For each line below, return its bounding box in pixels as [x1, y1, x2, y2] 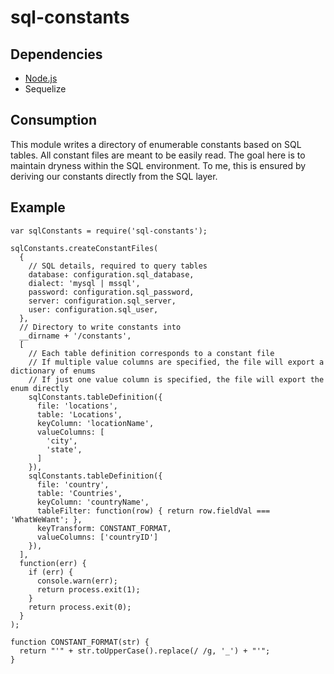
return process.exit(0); [28, 602, 132, 612]
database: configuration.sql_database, [28, 269, 195, 280]
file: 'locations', [36, 401, 118, 411]
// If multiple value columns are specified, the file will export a [28, 357, 325, 367]
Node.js [24, 72, 58, 84]
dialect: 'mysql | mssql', [28, 278, 141, 288]
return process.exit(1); [36, 584, 141, 595]
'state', [46, 444, 83, 455]
